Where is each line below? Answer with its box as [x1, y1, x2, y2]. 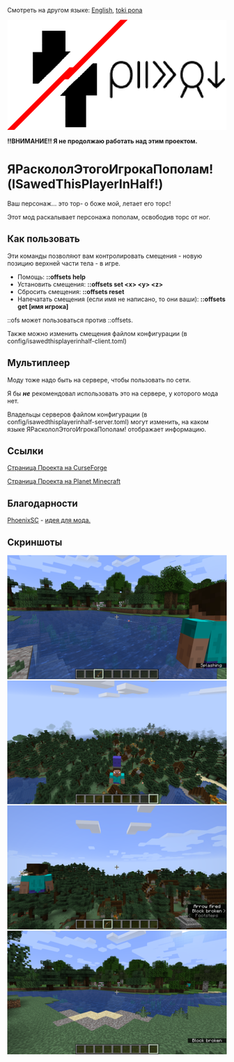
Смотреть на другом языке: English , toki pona [7, 6, 143, 14]
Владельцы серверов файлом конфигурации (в [7, 410, 148, 419]
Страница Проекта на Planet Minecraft [7, 477, 120, 486]
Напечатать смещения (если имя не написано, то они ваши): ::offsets [17, 295, 226, 303]
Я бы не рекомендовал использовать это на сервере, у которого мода [7, 389, 219, 398]
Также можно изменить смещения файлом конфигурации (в [7, 329, 187, 337]
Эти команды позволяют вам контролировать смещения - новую [7, 252, 203, 260]
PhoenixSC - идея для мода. [7, 516, 91, 525]
